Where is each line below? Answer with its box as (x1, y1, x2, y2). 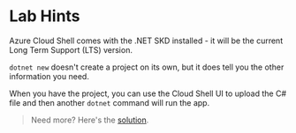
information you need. (9, 70, 90, 81)
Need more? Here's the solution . (30, 115, 149, 125)
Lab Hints (9, 6, 81, 26)
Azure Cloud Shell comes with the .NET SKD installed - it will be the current (9, 35, 284, 46)
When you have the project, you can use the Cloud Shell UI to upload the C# (9, 88, 287, 99)
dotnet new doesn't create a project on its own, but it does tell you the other (9, 62, 285, 72)
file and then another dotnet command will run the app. (9, 97, 210, 107)
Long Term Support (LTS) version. (9, 44, 133, 55)
